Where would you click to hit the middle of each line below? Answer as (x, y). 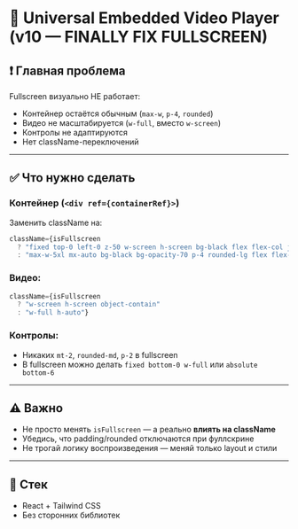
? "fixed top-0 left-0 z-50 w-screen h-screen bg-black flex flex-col (150, 247)
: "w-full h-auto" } (53, 313)
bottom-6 (38, 373)
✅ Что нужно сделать (72, 178)
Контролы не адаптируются (75, 132)
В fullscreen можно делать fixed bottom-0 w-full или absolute (140, 364)
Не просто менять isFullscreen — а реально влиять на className (149, 430)
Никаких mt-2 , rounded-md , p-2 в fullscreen (100, 354)
